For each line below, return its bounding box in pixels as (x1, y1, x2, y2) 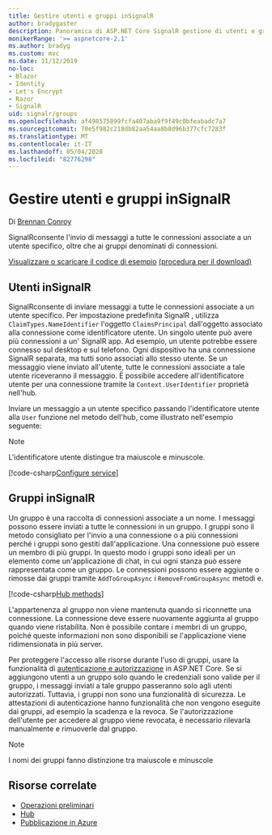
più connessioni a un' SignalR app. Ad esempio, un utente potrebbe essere (8, 336, 257, 345)
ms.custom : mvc (8, 49, 60, 58)
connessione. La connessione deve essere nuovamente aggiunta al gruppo (8, 613, 259, 623)
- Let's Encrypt (8, 87, 63, 96)
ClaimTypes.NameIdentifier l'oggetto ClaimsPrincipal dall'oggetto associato (8, 319, 263, 328)
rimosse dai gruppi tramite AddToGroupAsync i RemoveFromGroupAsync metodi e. (8, 573, 264, 583)
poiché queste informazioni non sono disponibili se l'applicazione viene (8, 630, 247, 640)
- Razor (8, 95, 35, 103)
